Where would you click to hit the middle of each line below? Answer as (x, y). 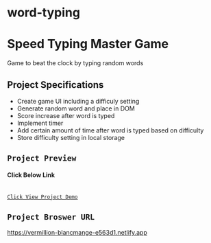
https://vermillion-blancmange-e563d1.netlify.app (77, 233)
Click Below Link (31, 175)
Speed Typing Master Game (88, 44)
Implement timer (40, 123)
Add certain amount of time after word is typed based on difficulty (110, 130)
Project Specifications (55, 85)
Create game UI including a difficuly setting (78, 101)
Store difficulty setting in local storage (71, 137)
